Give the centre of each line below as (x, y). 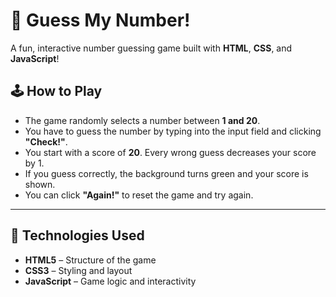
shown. (40, 184)
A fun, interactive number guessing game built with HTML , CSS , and (151, 48)
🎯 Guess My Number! (100, 20)
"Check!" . (46, 141)
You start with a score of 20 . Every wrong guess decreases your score (170, 152)
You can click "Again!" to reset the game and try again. (139, 195)
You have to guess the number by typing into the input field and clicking (173, 131)
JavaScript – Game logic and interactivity (110, 281)
